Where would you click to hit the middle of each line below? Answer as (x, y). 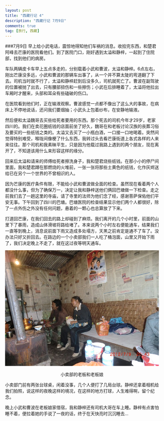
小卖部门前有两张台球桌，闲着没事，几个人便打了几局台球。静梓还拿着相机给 (82, 385)
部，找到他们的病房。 (26, 58)
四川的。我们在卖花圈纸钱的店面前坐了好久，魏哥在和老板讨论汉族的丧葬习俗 (82, 126)
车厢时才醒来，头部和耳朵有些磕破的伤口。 (48, 94)
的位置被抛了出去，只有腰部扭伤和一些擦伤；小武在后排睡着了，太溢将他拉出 (82, 87)
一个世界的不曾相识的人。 (52, 173)
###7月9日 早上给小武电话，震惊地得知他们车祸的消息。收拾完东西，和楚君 (81, 46)
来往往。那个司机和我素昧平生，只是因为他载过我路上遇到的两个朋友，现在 (80, 145)
